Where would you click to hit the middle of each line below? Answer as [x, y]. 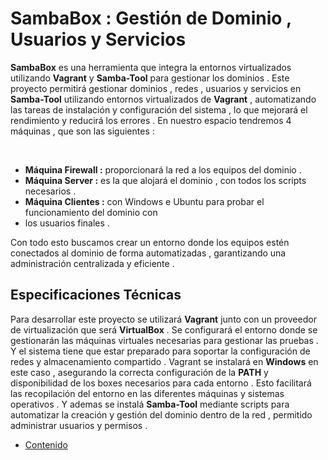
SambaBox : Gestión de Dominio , [151, 18]
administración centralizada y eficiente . [92, 263]
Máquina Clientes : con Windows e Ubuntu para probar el [144, 201]
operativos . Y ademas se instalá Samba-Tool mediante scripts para [150, 404]
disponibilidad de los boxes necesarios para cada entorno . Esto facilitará [161, 383]
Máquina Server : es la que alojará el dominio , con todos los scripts [165, 180]
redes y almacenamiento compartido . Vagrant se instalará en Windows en [164, 361]
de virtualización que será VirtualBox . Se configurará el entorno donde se [164, 329]
